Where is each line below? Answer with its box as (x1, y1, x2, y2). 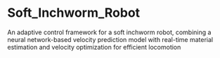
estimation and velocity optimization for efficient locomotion (7, 43, 181, 51)
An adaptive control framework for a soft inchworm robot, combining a (7, 28, 212, 36)
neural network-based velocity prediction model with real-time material (7, 35, 214, 43)
